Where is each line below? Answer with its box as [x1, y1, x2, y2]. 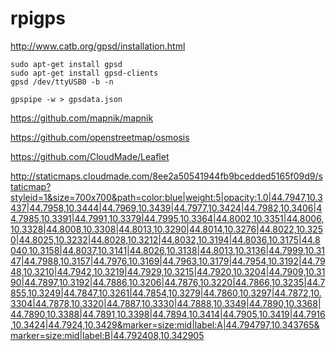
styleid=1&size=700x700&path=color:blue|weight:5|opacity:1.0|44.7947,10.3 [10, 191, 323, 203]
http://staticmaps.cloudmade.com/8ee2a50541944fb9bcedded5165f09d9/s [10, 170, 323, 182]
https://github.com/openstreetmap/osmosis [10, 131, 190, 143]
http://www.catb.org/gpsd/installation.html [10, 40, 186, 52]
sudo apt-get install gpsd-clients [10, 68, 159, 78]
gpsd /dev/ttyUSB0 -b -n [10, 77, 114, 87]
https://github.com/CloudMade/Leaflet [10, 150, 170, 162]
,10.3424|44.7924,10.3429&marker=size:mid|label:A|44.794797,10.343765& [10, 318, 320, 331]
